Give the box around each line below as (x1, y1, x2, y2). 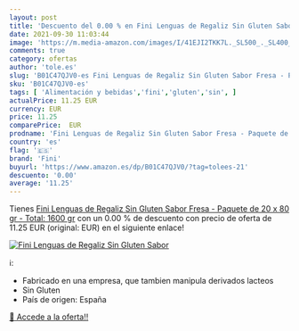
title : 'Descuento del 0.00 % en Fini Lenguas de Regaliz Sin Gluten (9, 21, 273, 30)
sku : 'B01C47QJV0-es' (9, 79, 90, 88)
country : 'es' (9, 137, 62, 146)
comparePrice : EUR (9, 121, 82, 130)
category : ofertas (9, 54, 77, 63)
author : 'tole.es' (9, 63, 77, 72)
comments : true (9, 46, 66, 55)
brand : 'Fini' (9, 153, 62, 163)
